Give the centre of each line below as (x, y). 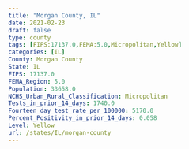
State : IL (25, 67)
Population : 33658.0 (42, 89)
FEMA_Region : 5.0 (37, 81)
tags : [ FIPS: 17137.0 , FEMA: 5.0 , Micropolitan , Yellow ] (95, 45)
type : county (30, 37)
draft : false (30, 30)
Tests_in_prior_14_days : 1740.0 (61, 103)
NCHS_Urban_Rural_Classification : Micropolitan (88, 96)
